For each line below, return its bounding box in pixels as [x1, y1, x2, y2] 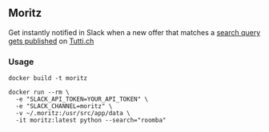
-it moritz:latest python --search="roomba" [15, 116, 167, 125]
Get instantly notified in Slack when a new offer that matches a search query [8, 27, 261, 37]
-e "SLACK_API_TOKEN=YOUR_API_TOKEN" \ [15, 95, 149, 103]
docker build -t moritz [8, 74, 88, 82]
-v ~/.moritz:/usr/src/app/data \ [15, 110, 130, 118]
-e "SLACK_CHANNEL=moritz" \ [15, 102, 113, 110]
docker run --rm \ [8, 88, 70, 97]
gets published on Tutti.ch [8, 36, 94, 46]
